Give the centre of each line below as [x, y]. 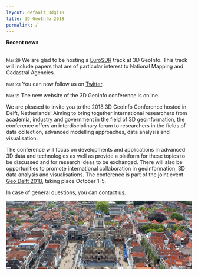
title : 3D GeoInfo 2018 [35, 19]
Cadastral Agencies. [31, 73]
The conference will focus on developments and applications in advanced [96, 150]
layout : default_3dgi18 [35, 12]
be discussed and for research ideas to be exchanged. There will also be [94, 162]
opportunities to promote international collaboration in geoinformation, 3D [96, 169]
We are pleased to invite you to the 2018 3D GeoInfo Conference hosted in [96, 107]
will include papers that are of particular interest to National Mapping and [95, 66]
